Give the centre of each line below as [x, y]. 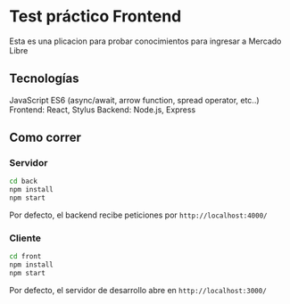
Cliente [25, 238]
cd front [25, 257]
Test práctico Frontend [95, 16]
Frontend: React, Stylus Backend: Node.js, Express [103, 110]
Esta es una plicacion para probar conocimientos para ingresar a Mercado [145, 41]
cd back [24, 181]
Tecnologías [44, 79]
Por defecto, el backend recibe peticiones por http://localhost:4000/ [138, 215]
